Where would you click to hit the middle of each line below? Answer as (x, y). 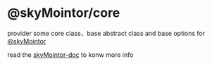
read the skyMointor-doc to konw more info (70, 55)
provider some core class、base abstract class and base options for (106, 33)
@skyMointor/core (64, 13)
